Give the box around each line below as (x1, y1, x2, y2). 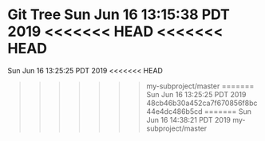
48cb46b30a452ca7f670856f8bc (146, 98, 258, 108)
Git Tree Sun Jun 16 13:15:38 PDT (7, 6, 231, 24)
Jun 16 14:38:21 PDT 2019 (146, 115, 231, 124)
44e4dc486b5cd (146, 106, 203, 116)
